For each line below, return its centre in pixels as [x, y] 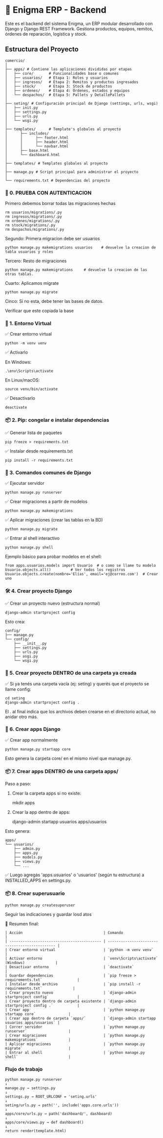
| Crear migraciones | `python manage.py [75, 1036]
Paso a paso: [18, 784]
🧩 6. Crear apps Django [33, 729]
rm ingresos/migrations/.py [34, 217]
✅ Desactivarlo [20, 398]
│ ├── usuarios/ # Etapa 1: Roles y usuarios [57, 78]
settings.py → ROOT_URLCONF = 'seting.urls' [51, 1096]
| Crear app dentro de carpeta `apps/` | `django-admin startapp [81, 1019]
